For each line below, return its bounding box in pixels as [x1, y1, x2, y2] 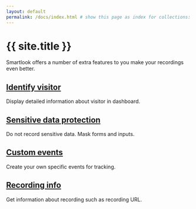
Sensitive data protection [6, 115, 101, 125]
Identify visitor [6, 82, 61, 92]
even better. [6, 65, 35, 72]
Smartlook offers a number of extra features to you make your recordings [6, 59, 184, 66]
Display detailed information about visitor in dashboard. [6, 98, 141, 105]
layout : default [6, 8, 46, 15]
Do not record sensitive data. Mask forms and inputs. [6, 131, 135, 138]
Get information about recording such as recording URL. [6, 195, 142, 203]
